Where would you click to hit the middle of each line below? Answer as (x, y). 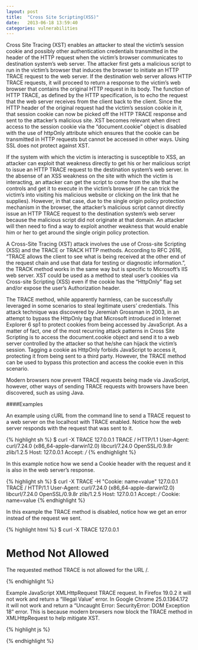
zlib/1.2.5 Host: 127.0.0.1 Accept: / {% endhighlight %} (71, 452)
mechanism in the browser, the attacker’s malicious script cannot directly (95, 207)
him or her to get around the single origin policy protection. (78, 233)
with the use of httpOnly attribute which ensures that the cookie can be (93, 133)
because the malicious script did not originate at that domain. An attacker (95, 220)
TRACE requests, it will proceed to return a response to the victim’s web (93, 83)
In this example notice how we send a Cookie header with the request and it (98, 464)
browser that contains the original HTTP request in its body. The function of (98, 89)
